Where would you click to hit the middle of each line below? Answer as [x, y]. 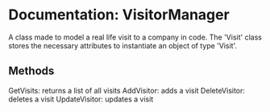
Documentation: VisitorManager [119, 15]
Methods [31, 71]
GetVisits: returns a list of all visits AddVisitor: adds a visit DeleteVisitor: [127, 90]
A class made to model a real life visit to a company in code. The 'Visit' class [135, 37]
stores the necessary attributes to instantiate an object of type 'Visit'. [123, 45]
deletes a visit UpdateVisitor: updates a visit [81, 99]
